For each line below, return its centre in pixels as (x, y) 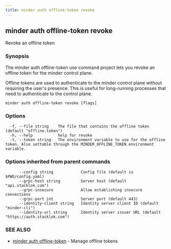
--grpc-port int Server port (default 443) (78, 199)
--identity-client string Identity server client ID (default (89, 203)
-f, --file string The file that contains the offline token (80, 127)
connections (18, 195)
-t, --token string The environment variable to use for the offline (88, 140)
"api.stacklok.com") (27, 186)
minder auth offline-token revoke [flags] (51, 103)
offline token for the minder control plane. (49, 73)
